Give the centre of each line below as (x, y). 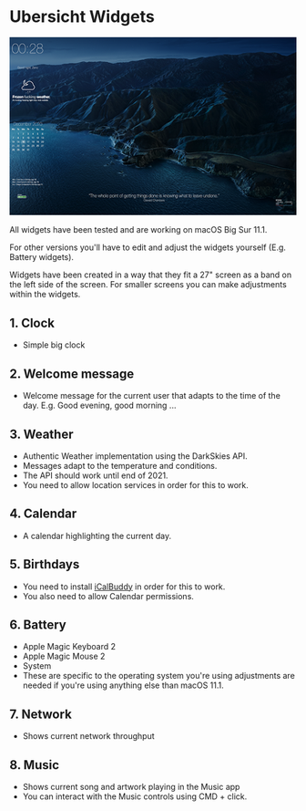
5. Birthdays (45, 564)
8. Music (35, 765)
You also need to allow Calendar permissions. (108, 596)
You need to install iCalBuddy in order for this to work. (124, 587)
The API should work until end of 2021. (95, 475)
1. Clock (32, 322)
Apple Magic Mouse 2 (64, 656)
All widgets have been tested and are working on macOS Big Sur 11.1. (138, 230)
